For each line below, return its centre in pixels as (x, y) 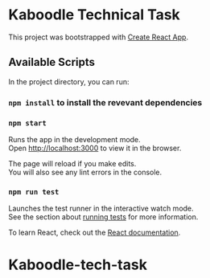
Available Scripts (51, 62)
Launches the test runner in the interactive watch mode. (101, 208)
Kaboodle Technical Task (95, 15)
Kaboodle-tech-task (78, 265)
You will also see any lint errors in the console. (85, 172)
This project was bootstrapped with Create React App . (99, 37)
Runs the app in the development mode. (74, 139)
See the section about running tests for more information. (103, 217)
